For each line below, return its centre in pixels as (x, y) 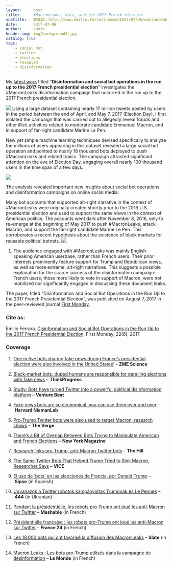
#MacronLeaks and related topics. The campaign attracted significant (79, 157)
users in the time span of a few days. (45, 167)
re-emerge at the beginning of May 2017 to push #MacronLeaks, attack (81, 224)
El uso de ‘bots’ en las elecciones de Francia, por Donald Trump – (82, 476)
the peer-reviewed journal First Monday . (48, 304)
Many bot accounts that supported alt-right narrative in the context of (79, 202)
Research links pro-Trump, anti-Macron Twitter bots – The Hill (78, 450)
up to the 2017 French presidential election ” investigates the (70, 87)
